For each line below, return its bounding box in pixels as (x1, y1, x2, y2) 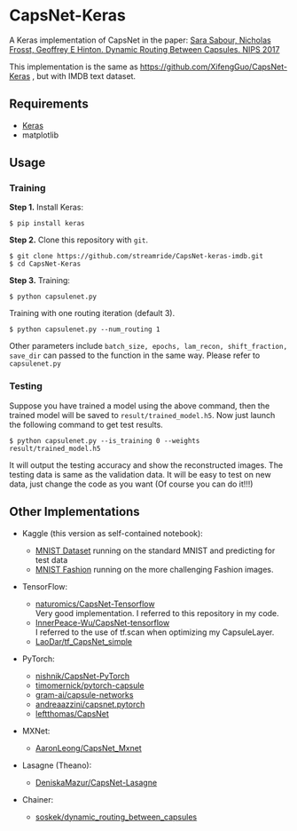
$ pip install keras (9, 219, 86, 228)
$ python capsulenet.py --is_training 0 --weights (9, 436, 200, 445)
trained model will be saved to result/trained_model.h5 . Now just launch (9, 409, 276, 420)
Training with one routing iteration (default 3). (9, 308, 176, 319)
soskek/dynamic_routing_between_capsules (35, 811, 198, 822)
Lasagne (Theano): (21, 760, 92, 771)
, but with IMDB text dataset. (32, 70, 136, 81)
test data (35, 554, 68, 565)
